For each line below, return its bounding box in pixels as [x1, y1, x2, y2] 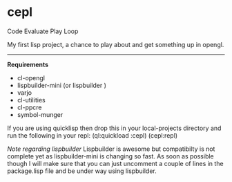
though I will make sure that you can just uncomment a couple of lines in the [7, 159, 224, 167]
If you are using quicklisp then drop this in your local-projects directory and [7, 124, 222, 132]
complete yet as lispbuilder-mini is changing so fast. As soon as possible [7, 152, 214, 160]
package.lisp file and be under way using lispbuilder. [7, 167, 157, 175]
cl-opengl [17, 73, 46, 82]
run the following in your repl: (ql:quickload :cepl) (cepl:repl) [7, 131, 178, 139]
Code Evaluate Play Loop [7, 27, 79, 35]
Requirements [7, 60, 49, 69]
